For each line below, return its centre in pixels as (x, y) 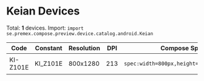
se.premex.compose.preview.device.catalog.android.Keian (80, 34)
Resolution (84, 48)
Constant (49, 48)
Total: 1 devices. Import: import (45, 28)
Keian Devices (43, 11)
